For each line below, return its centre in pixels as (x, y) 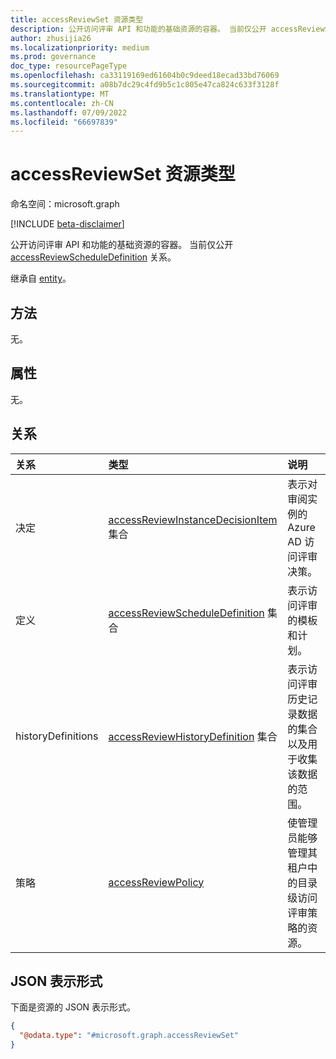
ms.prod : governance (53, 57)
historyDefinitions (57, 736)
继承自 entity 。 (41, 278)
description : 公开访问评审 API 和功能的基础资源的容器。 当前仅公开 (138, 29)
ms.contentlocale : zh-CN (62, 103)
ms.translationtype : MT (60, 94)
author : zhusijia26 (51, 38)
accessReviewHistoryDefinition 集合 (193, 736)
